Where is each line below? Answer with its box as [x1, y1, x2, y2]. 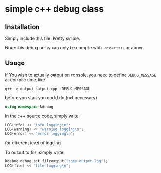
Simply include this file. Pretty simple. [5, 35, 80, 41]
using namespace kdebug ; [5, 104, 55, 109]
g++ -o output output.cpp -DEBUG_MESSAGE [5, 86, 90, 91]
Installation [5, 23, 40, 31]
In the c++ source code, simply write [5, 113, 79, 119]
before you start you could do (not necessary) [5, 94, 97, 100]
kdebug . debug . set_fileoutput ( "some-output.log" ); [5, 159, 108, 164]
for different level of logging [5, 140, 61, 146]
